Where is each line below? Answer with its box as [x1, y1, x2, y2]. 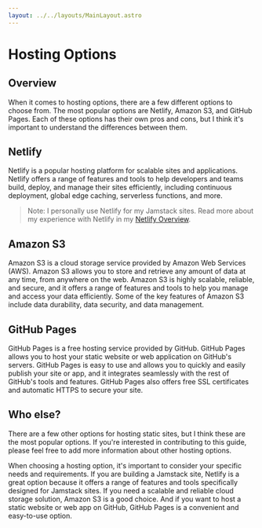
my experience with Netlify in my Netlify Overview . [27, 214, 191, 224]
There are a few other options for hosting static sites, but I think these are [8, 429, 246, 438]
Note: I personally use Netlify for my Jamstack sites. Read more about [27, 206, 253, 216]
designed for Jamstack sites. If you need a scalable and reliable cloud [8, 486, 234, 495]
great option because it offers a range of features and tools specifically [8, 477, 238, 487]
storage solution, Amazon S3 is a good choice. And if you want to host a [8, 494, 242, 504]
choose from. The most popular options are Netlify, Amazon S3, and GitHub [8, 105, 253, 115]
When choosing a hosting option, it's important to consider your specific [8, 460, 242, 470]
